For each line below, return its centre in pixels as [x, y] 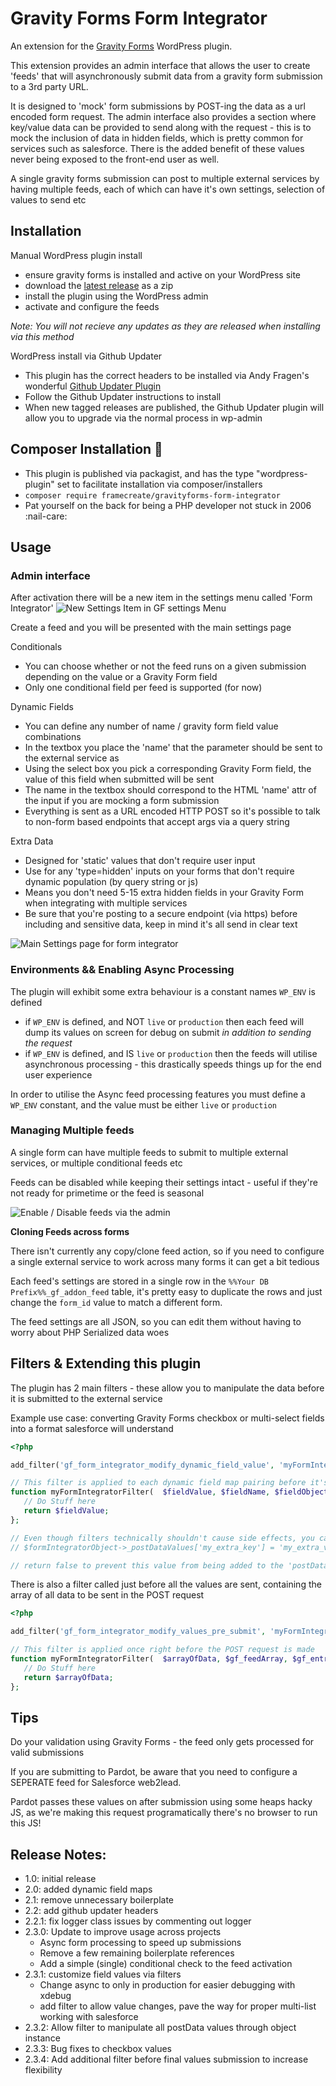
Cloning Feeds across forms [70, 1231]
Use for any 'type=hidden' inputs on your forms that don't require [159, 871]
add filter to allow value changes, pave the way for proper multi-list [178, 2006]
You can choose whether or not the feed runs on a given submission [165, 666]
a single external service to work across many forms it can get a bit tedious [165, 1261]
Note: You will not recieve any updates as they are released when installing [165, 326]
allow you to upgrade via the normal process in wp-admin [143, 418]
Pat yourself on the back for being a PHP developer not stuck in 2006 [168, 505]
